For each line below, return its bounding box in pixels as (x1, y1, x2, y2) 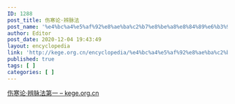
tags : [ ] (7, 62, 36, 69)
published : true (7, 56, 55, 63)
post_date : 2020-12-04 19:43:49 (7, 36, 101, 43)
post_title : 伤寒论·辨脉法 (7, 17, 80, 24)
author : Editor (7, 29, 52, 37)
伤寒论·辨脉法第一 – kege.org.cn (7, 89, 99, 97)
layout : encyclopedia (7, 43, 71, 50)
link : (7, 50, 23, 57)
